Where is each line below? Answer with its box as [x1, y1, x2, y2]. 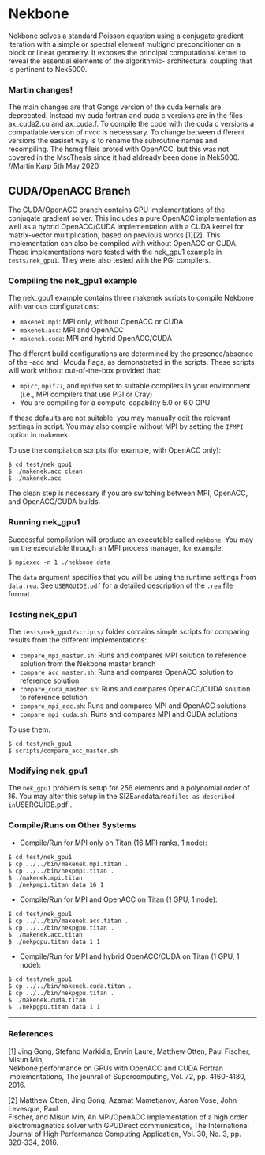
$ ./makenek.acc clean [8, 468, 83, 475]
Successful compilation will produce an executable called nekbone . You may [8, 535, 254, 544]
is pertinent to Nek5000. [8, 64, 88, 74]
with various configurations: [8, 301, 99, 311]
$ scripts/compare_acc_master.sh [8, 747, 118, 755]
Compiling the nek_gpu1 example [8, 275, 138, 286]
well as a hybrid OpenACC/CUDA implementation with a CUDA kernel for [8, 222, 244, 232]
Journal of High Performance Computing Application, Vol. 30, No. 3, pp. [8, 1129, 242, 1138]
